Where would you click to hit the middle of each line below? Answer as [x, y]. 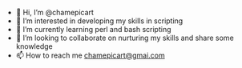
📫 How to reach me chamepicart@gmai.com [91, 55]
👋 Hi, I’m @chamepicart [55, 12]
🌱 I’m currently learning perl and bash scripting [93, 29]
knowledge [34, 46]
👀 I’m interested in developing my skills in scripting [99, 21]
